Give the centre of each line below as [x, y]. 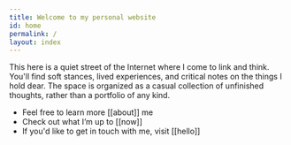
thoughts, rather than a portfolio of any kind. [90, 95]
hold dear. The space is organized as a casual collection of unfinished [137, 86]
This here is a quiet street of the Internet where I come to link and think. [139, 67]
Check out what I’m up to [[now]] [82, 122]
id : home [25, 26]
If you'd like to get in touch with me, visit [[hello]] [111, 131]
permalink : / [33, 34]
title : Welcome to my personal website [83, 17]
